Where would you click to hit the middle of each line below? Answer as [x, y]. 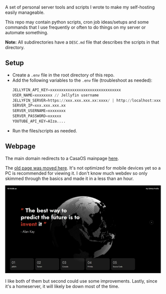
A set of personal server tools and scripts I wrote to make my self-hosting [80, 7]
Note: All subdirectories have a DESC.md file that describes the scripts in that [82, 42]
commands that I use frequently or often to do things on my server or [75, 27]
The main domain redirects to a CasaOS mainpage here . [62, 158]
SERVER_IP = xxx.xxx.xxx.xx [39, 106]
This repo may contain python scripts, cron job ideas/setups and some [77, 22]
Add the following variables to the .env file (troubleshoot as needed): [82, 80]
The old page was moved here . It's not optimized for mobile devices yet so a [83, 168]
